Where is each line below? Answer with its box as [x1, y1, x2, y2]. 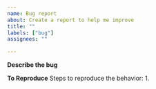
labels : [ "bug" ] [7, 29, 54, 37]
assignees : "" [7, 36, 48, 43]
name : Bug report [7, 10, 57, 17]
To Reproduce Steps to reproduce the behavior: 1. [7, 74, 150, 83]
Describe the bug [7, 61, 58, 69]
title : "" [7, 23, 36, 30]
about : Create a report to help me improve [7, 17, 135, 23]
